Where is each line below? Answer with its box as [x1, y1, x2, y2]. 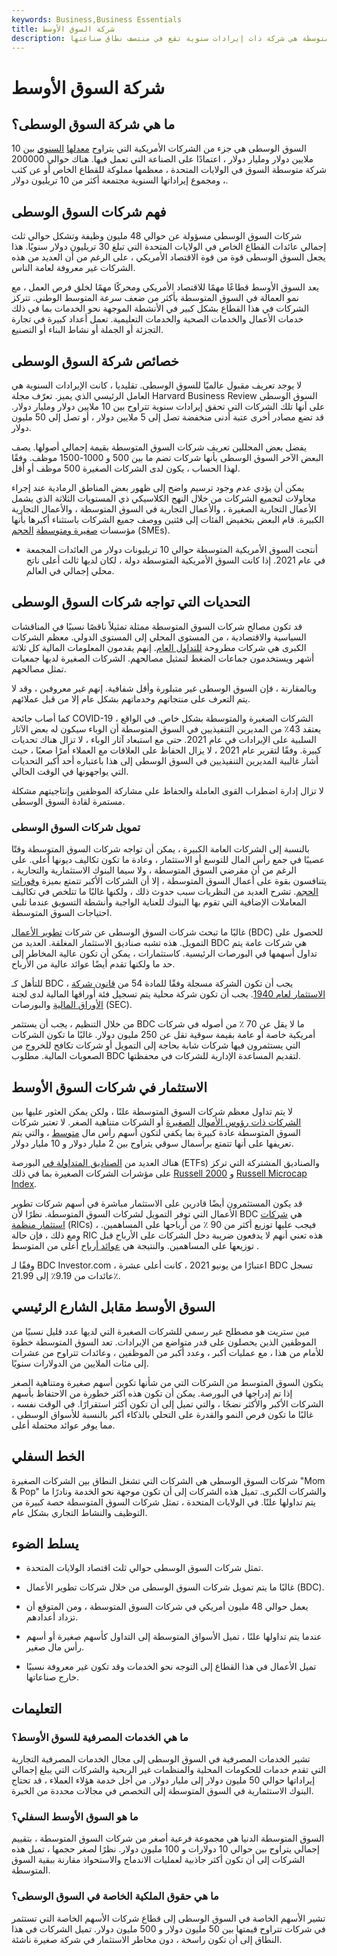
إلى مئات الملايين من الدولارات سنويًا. [11, 1357, 149, 1369]
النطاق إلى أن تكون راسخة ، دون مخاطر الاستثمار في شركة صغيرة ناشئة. [11, 1933, 283, 1945]
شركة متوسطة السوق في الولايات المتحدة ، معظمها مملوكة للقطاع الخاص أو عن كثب [11, 164, 327, 176]
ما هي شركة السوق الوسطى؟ [11, 116, 176, 133]
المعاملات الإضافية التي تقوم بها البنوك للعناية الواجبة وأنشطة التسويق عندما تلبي [11, 896, 308, 908]
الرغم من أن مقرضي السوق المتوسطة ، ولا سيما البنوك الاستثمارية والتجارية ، [11, 864, 297, 876]
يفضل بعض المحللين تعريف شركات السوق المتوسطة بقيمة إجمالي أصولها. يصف [11, 441, 308, 453]
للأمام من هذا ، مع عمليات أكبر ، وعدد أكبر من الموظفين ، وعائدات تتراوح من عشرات [11, 1346, 324, 1358]
